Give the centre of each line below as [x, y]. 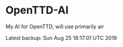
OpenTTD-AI [37, 10]
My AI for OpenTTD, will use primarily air [55, 26]
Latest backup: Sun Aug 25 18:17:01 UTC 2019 [61, 38]
